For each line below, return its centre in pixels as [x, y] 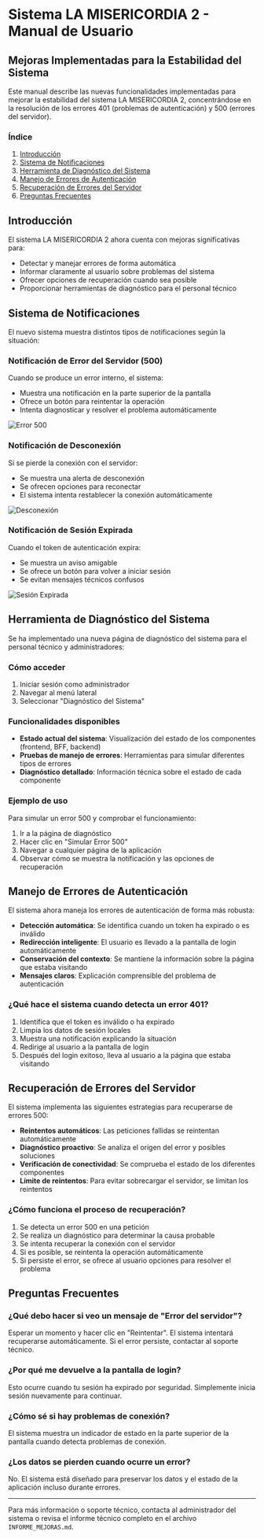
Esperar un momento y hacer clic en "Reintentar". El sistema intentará [121, 1333]
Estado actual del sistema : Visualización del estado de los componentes [137, 738]
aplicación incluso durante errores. [64, 1487]
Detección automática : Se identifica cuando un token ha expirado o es [134, 926]
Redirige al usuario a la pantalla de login [84, 1047]
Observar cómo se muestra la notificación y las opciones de [117, 858]
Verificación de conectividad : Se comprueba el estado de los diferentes [137, 1164]
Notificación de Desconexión [65, 446]
